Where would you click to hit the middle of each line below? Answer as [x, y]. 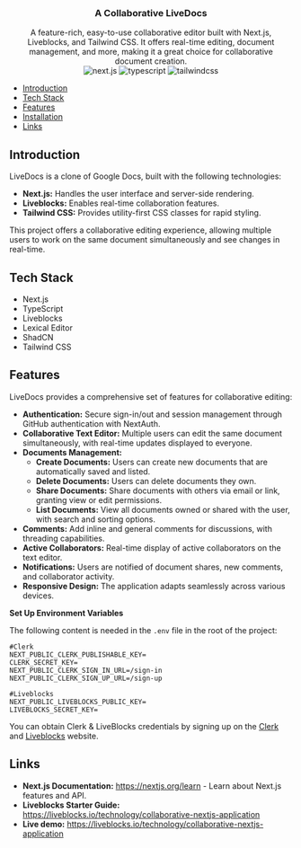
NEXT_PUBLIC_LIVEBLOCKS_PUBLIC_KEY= [78, 702]
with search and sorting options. [95, 519]
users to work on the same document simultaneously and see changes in [145, 240]
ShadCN [38, 337]
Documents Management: [72, 452]
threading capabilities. [63, 538]
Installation [43, 117]
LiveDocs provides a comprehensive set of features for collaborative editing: [151, 396]
